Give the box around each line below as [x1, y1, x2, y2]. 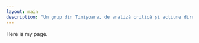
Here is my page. [6, 30, 48, 37]
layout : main [6, 8, 38, 15]
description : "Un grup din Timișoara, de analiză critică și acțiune [6, 14, 182, 20]
